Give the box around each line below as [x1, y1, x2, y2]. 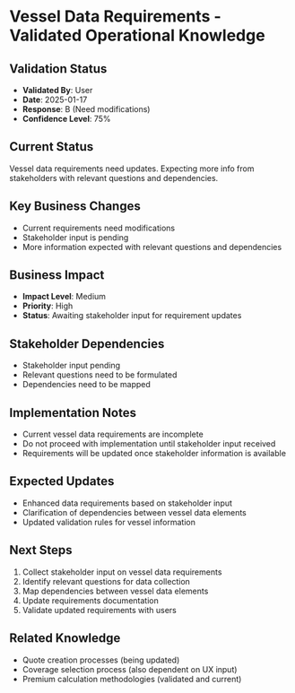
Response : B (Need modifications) [22, 104, 151, 114]
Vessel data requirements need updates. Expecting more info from [9, 163, 255, 174]
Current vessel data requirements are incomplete [22, 429, 204, 440]
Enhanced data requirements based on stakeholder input [22, 498, 233, 508]
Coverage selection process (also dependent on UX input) [22, 663, 238, 674]
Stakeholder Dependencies [9, 336, 165, 351]
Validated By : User [22, 85, 93, 95]
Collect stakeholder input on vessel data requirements [22, 567, 222, 577]
